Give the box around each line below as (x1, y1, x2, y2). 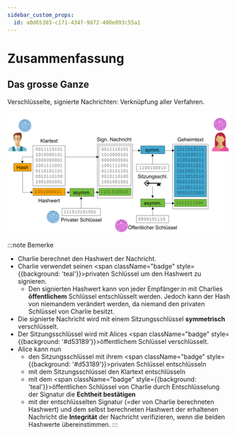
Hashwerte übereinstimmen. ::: (28, 421, 118, 429)
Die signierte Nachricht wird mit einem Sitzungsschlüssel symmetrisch (17, 315, 226, 323)
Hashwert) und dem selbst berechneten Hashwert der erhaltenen (28, 405, 219, 414)
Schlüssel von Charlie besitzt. (28, 307, 115, 316)
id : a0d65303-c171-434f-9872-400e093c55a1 (13, 18, 141, 26)
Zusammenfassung (7, 50, 125, 67)
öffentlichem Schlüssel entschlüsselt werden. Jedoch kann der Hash (28, 292, 231, 301)
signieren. (17, 277, 47, 286)
